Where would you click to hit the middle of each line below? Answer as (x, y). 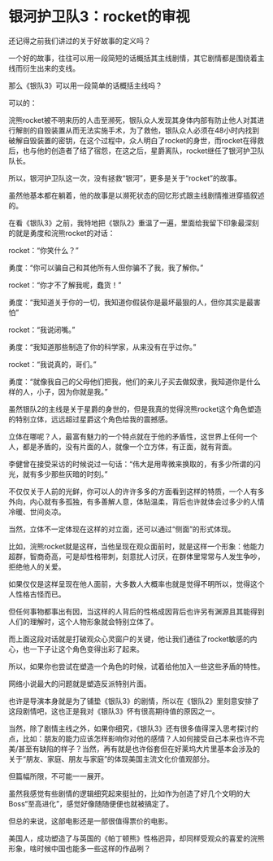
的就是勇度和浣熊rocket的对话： (62, 233)
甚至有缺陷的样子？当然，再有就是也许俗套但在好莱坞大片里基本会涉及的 (139, 749)
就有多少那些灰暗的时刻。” (65, 474)
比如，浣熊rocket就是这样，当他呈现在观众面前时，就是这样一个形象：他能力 (136, 546)
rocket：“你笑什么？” (43, 250)
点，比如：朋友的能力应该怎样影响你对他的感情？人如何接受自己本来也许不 (133, 738)
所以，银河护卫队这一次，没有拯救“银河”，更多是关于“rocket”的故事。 (125, 178)
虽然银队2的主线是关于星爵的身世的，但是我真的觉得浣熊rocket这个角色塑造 (135, 409)
